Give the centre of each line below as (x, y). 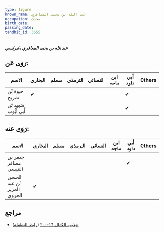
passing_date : (20, 28)
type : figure (18, 10)
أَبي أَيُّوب (17, 111)
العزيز (14, 190)
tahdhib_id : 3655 (23, 32)
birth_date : (17, 23)
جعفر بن (16, 157)
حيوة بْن (16, 91)
